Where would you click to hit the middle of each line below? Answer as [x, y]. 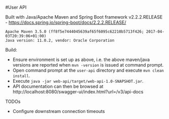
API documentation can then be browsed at [58, 86]
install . [21, 76]
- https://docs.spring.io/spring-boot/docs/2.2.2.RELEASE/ [66, 22]
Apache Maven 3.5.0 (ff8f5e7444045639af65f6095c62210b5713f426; [75, 32]
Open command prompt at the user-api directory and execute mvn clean [88, 70]
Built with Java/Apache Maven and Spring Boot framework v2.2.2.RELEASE [84, 17]
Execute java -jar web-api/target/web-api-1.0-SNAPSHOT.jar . [78, 81]
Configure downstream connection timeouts [59, 111]
